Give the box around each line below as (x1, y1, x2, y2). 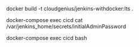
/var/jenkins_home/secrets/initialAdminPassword (6, 23, 126, 30)
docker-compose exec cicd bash (6, 35, 88, 41)
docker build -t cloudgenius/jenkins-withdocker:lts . (6, 5, 134, 12)
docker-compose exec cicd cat (6, 17, 83, 23)
